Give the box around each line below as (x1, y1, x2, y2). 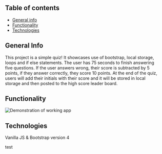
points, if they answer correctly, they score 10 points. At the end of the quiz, (5, 70, 158, 76)
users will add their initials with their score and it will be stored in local (5, 75, 145, 81)
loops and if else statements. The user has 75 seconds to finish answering (5, 60, 155, 66)
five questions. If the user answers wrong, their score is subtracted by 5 (5, 65, 150, 70)
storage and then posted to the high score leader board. (5, 80, 118, 86)
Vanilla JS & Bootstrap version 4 (5, 134, 70, 141)
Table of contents (5, 4, 60, 12)
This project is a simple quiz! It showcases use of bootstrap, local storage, (5, 54, 155, 60)
